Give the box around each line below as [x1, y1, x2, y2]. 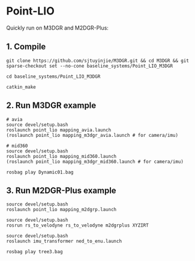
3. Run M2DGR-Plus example [6, 185, 116, 195]
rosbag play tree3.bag [6, 249, 63, 255]
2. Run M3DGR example [6, 101, 97, 111]
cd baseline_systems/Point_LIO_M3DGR [6, 74, 101, 80]
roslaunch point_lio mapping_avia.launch [6, 127, 112, 133]
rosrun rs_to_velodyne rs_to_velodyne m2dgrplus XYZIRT [6, 222, 149, 228]
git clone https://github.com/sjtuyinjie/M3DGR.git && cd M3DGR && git [6, 57, 189, 64]
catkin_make [6, 84, 36, 90]
